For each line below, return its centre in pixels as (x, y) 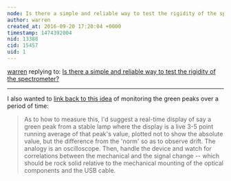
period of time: (28, 106)
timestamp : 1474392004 (40, 33)
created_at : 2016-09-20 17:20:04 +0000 (64, 26)
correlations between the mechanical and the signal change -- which (122, 156)
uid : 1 (16, 52)
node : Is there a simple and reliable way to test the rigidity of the (112, 13)
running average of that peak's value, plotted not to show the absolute (123, 134)
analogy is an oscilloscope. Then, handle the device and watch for (118, 148)
